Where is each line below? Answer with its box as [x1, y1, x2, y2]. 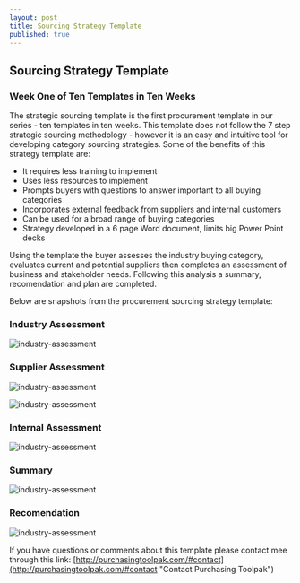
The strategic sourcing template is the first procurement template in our [9, 110, 273, 121]
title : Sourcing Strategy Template [9, 22, 142, 30]
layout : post [9, 13, 58, 22]
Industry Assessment [9, 318, 106, 330]
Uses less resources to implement [21, 176, 148, 187]
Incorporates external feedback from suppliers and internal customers [21, 204, 282, 215]
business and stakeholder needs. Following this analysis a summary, [9, 269, 261, 280]
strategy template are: [9, 149, 91, 160]
